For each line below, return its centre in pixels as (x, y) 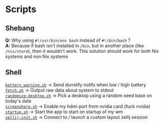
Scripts (21, 9)
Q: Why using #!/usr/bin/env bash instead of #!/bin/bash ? (68, 40)
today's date (18, 101)
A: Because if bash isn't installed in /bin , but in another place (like (75, 46)
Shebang (20, 28)
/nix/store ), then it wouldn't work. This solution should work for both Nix (82, 51)
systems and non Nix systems (37, 56)
